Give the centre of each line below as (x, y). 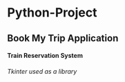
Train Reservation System (45, 56)
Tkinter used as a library (42, 71)
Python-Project (52, 13)
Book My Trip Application (63, 38)
